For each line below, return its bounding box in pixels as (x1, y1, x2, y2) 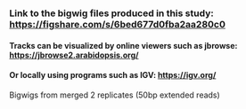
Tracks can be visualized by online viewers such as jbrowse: (9, 40, 238, 51)
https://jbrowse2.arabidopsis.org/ (9, 50, 139, 60)
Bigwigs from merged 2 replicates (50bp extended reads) (9, 90, 220, 100)
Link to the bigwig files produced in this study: (9, 7, 214, 19)
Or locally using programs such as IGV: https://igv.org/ (9, 70, 217, 81)
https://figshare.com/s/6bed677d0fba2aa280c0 (9, 18, 225, 30)
